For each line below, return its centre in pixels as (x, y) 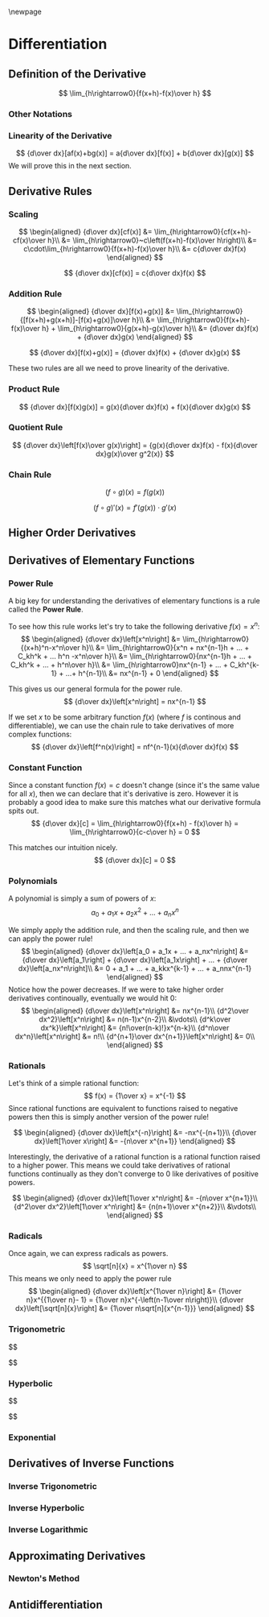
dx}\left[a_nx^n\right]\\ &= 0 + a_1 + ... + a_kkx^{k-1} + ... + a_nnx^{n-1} (135, 968)
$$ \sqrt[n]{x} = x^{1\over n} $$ (135, 1266)
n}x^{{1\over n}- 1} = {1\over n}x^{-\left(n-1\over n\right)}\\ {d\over (135, 1300)
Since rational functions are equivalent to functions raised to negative (123, 1109)
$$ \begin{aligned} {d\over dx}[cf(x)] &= (86, 231)
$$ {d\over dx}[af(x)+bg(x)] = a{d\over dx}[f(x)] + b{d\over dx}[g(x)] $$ (135, 153)
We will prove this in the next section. (70, 166)
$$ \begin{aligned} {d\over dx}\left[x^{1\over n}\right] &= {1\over (135, 1292)
